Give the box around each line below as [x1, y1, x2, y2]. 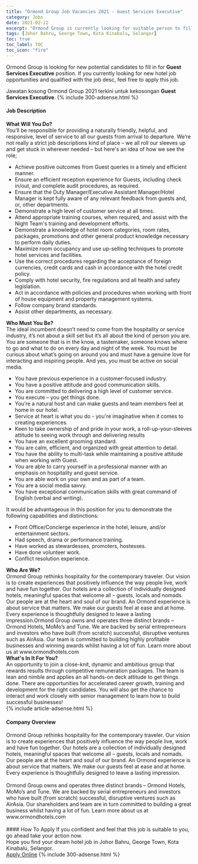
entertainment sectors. [14, 530, 70, 537]
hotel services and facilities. [14, 251, 83, 258]
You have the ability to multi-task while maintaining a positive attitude [14, 450, 183, 457]
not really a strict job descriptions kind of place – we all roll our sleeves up [6, 139, 186, 146]
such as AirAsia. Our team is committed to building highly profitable [6, 636, 170, 643]
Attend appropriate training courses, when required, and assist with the [14, 214, 188, 221]
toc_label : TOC [6, 42, 44, 48]
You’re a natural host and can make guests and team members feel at [14, 400, 184, 407]
